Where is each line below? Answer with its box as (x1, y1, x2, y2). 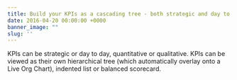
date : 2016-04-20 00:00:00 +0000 (7, 17, 106, 24)
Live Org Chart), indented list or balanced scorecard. (7, 64, 162, 73)
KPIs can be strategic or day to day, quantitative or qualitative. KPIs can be (7, 50, 226, 58)
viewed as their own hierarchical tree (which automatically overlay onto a (7, 57, 221, 66)
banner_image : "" (7, 23, 59, 30)
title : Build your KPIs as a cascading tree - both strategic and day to (7, 10, 231, 18)
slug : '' (7, 30, 33, 38)
